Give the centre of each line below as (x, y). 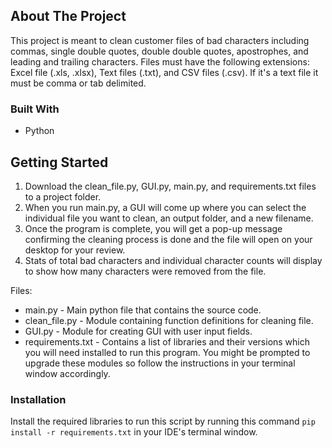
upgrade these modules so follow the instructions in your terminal (160, 363)
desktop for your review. (75, 250)
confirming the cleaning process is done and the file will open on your (168, 239)
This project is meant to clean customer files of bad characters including (160, 40)
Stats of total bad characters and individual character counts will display (173, 260)
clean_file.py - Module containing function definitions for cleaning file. (169, 320)
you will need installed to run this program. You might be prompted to (167, 352)
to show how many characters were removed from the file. (145, 271)
